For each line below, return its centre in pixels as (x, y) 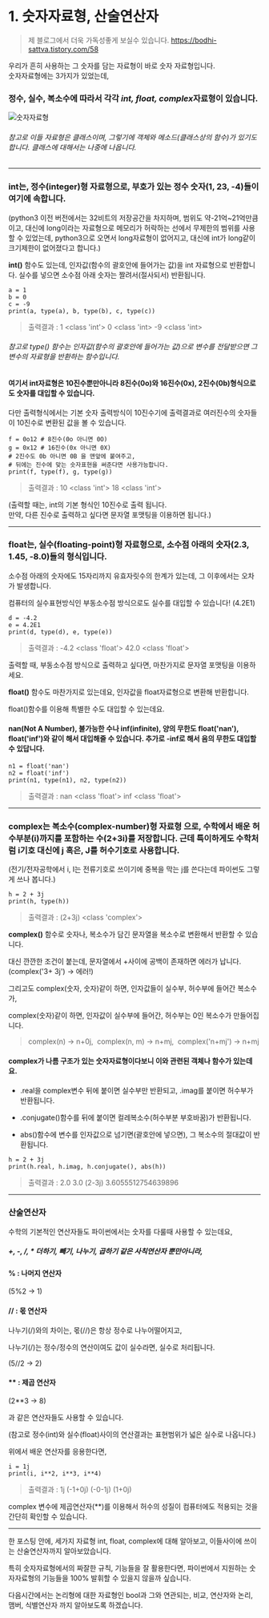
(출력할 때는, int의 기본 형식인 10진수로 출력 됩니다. (88, 505)
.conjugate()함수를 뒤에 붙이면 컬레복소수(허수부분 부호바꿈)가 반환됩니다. (136, 1117)
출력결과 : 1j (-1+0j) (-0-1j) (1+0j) (80, 1489)
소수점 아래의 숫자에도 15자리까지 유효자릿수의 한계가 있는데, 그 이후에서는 (124, 576)
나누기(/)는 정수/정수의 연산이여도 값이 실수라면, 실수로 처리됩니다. (112, 1347)
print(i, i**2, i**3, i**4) (55, 1473)
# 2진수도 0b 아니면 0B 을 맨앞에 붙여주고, (72, 456)
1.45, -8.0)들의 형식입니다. (58, 557)
